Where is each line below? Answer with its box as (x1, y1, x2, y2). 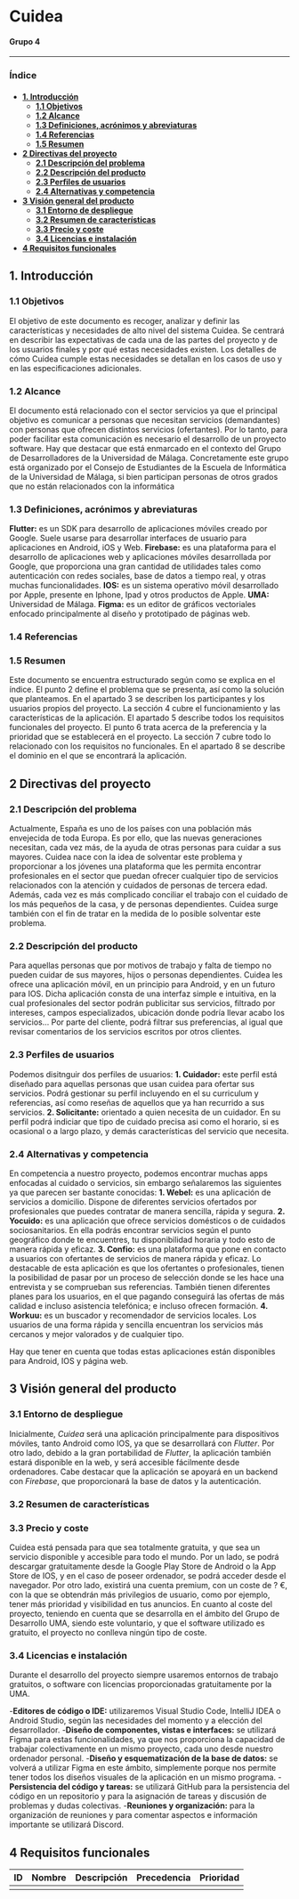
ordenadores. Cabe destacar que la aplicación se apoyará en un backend (9, 1466, 279, 1477)
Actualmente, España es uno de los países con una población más (9, 824, 252, 834)
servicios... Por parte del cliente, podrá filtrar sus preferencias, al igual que (9, 1017, 283, 1027)
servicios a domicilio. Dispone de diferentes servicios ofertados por (9, 1196, 257, 1207)
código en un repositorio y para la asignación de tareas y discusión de (9, 1791, 267, 1802)
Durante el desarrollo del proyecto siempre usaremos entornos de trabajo (9, 1669, 279, 1680)
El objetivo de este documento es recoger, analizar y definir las (9, 315, 240, 326)
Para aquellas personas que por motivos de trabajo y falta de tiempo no (9, 960, 272, 971)
